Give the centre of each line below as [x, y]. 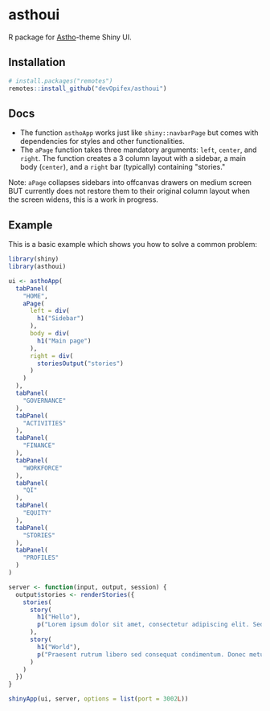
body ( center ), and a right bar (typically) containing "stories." [123, 167]
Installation [37, 62]
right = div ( [51, 355]
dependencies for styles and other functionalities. [102, 142]
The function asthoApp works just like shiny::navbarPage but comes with [139, 133]
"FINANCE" [39, 446]
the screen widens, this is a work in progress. [84, 199]
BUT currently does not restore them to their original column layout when [129, 191]
